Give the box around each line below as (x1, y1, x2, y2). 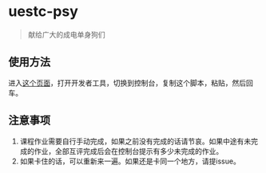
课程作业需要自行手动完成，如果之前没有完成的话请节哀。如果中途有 (19, 136, 244, 146)
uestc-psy (8, 2, 78, 21)
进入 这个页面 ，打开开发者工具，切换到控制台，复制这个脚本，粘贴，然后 (8, 78, 246, 88)
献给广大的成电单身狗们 (27, 29, 105, 39)
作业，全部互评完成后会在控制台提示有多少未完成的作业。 (34, 146, 224, 155)
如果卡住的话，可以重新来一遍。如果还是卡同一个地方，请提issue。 (19, 156, 241, 166)
